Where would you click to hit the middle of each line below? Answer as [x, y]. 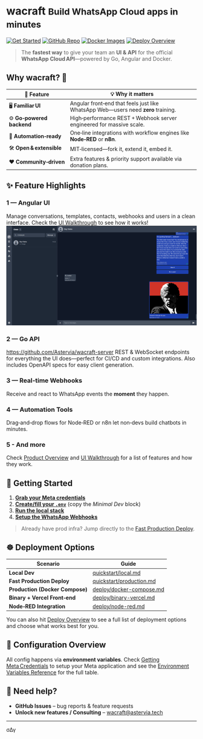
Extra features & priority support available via [126, 159]
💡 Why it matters [132, 94]
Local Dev [22, 572]
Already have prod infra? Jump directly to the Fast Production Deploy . [108, 528]
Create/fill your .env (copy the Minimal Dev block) [78, 504]
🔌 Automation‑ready [35, 136]
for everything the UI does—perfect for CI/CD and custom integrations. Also [101, 359]
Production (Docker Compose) [48, 589]
